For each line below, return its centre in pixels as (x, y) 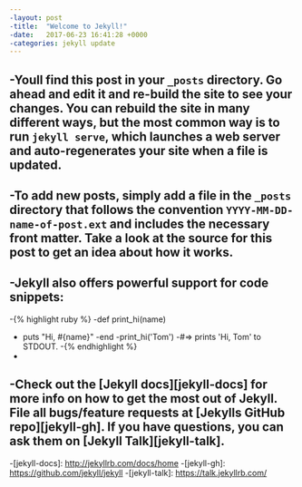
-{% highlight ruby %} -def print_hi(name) (88, 319)
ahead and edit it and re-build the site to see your (151, 94)
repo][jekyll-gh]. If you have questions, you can (146, 427)
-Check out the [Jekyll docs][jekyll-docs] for (138, 385)
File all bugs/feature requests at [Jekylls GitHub (147, 413)
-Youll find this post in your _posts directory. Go (146, 79)
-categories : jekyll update (63, 43)
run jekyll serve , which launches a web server (145, 136)
